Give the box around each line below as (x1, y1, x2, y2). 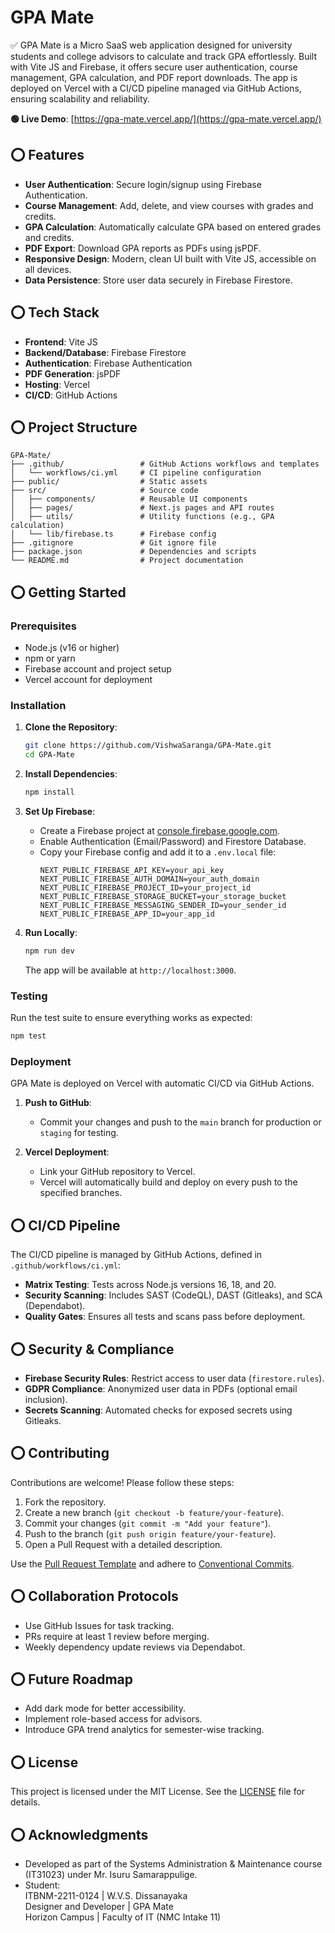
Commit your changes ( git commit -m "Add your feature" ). (24, 1517, 272, 1529)
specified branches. (39, 1187, 123, 1199)
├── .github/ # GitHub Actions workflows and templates (10, 459, 320, 470)
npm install (24, 787, 75, 798)
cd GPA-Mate (24, 750, 75, 760)
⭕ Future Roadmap (10, 1671, 133, 1688)
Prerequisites (10, 619, 77, 633)
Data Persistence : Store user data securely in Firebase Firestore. (24, 274, 293, 286)
